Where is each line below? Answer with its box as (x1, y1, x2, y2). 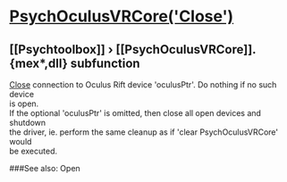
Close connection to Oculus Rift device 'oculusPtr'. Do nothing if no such (9, 79, 277, 90)
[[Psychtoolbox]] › (9, 42, 114, 57)
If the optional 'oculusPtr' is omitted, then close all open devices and (9, 108, 262, 118)
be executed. (9, 145, 58, 156)
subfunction (70, 55, 140, 70)
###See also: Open (9, 163, 80, 173)
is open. (9, 98, 39, 109)
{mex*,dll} (9, 55, 69, 70)
